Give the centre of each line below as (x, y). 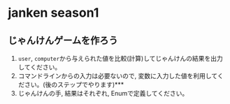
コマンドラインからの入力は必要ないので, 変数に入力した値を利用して (117, 76)
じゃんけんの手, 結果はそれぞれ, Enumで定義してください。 (103, 93)
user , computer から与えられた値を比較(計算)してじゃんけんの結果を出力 (120, 58)
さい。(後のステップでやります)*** (74, 84)
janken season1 (53, 13)
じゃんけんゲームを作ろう (63, 40)
